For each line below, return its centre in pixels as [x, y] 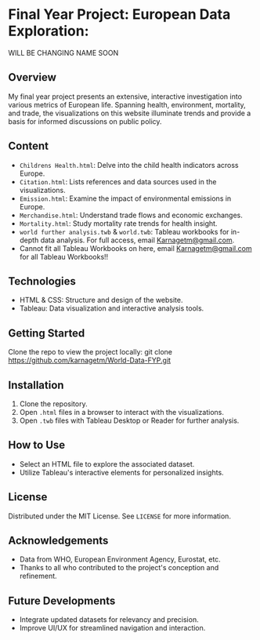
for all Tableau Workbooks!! [64, 256]
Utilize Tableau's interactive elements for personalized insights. [122, 472]
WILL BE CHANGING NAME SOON [63, 53]
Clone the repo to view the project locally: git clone [90, 352]
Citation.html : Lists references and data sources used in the [118, 181]
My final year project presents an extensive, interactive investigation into [125, 96]
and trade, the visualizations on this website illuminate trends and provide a [130, 113]
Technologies [42, 281]
